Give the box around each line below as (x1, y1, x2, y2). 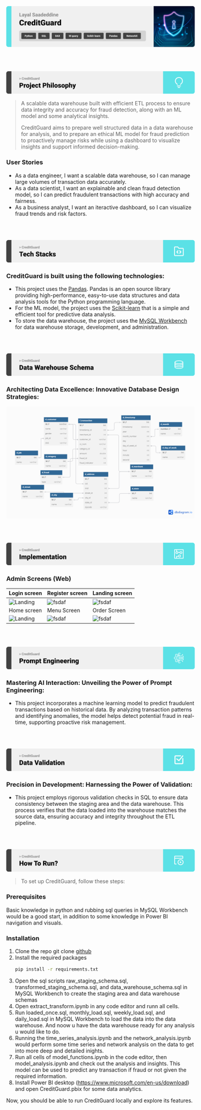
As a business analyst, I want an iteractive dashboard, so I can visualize (14, 204, 191, 211)
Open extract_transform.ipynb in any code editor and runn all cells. (14, 1002, 179, 1009)
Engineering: (6, 686, 45, 694)
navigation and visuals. (6, 919, 63, 926)
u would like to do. (14, 1028, 60, 1035)
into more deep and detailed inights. (14, 1047, 104, 1054)
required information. (14, 1072, 68, 1079)
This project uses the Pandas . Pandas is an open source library (14, 285, 170, 292)
